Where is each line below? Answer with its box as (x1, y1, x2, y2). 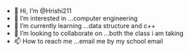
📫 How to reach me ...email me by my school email (13, 37, 163, 45)
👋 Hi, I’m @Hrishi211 (13, 7, 72, 15)
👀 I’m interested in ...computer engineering (13, 14, 138, 22)
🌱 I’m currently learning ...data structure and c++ (13, 22, 156, 30)
